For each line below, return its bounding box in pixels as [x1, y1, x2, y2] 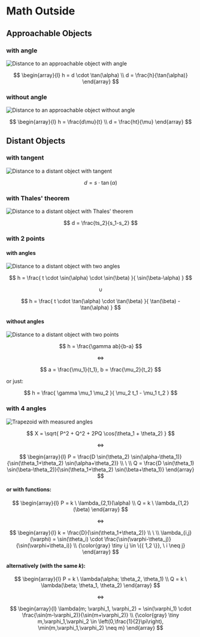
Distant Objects [6, 135, 66, 146]
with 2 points [6, 235, 45, 243]
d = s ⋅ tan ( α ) [83, 179, 118, 186]
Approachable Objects [6, 28, 92, 38]
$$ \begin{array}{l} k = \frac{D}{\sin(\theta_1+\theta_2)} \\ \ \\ [9, 529, 160, 536]
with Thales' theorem [6, 194, 70, 202]
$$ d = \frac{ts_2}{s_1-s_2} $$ [63, 220, 138, 227]
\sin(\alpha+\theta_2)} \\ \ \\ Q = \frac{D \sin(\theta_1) [65, 459, 195, 467]
